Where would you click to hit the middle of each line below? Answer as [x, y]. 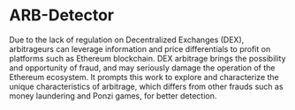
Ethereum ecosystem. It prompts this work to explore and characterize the [144, 77]
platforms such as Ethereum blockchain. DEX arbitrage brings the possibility [147, 58]
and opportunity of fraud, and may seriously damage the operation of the [142, 68]
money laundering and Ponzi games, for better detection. [113, 95]
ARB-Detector [62, 15]
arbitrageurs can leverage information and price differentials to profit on [140, 48]
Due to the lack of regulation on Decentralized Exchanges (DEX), [127, 40]
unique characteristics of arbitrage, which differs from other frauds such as [147, 86]
